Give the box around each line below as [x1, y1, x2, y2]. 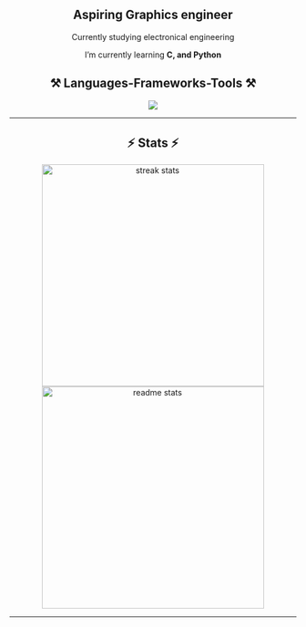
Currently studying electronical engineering [71, 31, 235, 42]
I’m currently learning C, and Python [85, 49, 221, 60]
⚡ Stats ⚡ [127, 136, 179, 151]
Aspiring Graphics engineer [72, 7, 234, 23]
